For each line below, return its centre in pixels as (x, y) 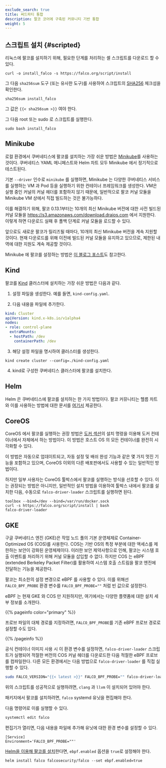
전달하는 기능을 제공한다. (29, 569)
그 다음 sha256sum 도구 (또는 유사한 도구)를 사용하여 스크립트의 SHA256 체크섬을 (83, 83)
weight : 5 (15, 24)
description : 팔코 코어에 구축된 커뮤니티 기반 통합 (52, 19)
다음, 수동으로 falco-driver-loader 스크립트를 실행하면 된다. (73, 492)
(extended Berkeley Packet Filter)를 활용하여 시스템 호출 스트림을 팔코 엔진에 (81, 563)
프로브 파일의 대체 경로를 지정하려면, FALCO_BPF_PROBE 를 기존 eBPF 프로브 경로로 (83, 623)
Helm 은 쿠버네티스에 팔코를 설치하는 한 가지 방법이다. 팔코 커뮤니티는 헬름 (77, 399)
